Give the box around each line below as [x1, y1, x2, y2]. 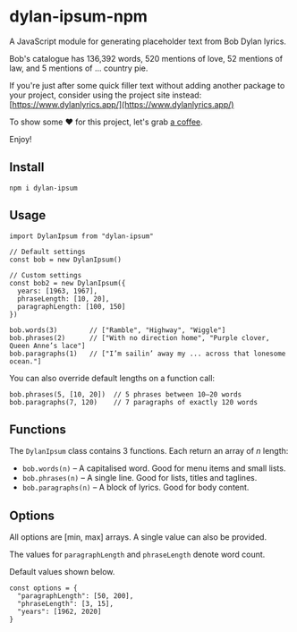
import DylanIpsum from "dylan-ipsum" [9, 231, 154, 241]
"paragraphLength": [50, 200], [17, 592, 134, 601]
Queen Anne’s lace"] [9, 341, 87, 350]
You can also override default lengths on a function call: [9, 372, 216, 383]
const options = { [9, 584, 78, 593]
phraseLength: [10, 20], [17, 294, 110, 303]
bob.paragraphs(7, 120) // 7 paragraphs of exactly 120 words [9, 397, 258, 406]
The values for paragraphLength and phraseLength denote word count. [9, 549, 266, 560]
